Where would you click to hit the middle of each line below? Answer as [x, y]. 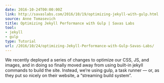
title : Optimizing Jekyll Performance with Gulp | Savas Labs [70, 23]
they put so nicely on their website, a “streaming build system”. [69, 75]
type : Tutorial [21, 41]
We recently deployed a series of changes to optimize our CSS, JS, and [77, 60]
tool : [11, 28]
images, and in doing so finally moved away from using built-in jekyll [74, 65]
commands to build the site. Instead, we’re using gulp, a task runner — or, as [82, 70]
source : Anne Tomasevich [30, 19]
